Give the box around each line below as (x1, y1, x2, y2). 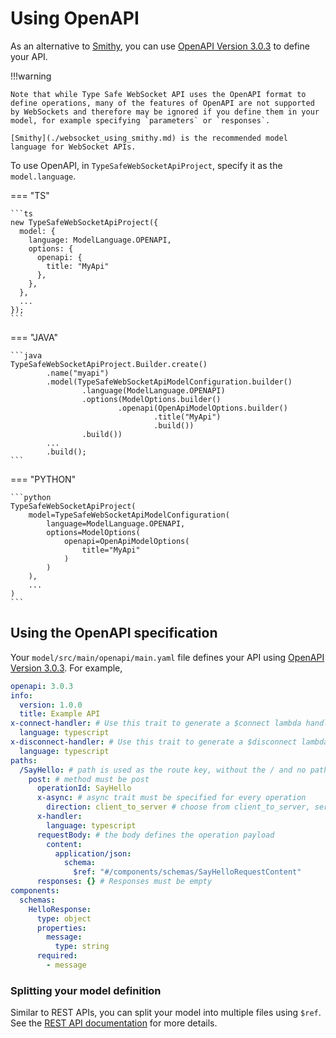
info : (10, 690, 33, 701)
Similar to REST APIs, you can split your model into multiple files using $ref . (10, 1007, 322, 1019)
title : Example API (19, 709, 101, 719)
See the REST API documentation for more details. (10, 1017, 218, 1029)
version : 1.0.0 (19, 700, 83, 710)
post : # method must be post (28, 774, 150, 784)
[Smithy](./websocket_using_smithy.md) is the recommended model (10, 133, 288, 143)
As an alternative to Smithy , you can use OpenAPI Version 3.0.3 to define (10, 40, 310, 52)
